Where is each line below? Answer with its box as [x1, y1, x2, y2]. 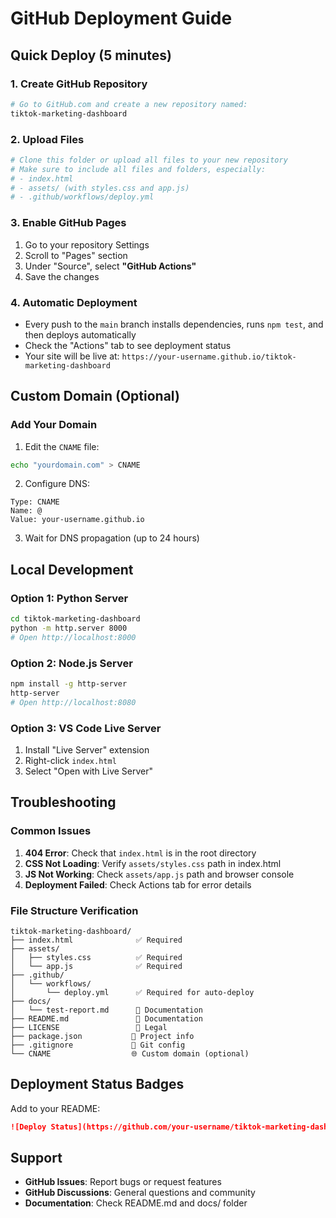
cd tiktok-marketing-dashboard [10, 614, 141, 624]
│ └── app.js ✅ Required [10, 961, 183, 971]
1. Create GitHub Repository [10, 77, 148, 91]
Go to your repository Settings [24, 238, 150, 251]
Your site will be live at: [24, 350, 120, 362]
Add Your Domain [10, 418, 98, 432]
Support [10, 1150, 63, 1167]
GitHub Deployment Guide [10, 7, 233, 30]
